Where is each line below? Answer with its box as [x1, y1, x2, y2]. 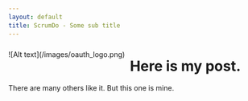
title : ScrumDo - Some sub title [8, 21, 121, 30]
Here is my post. [130, 57, 242, 75]
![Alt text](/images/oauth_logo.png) [8, 49, 126, 59]
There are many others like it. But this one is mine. [8, 83, 175, 93]
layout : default [8, 13, 63, 21]
